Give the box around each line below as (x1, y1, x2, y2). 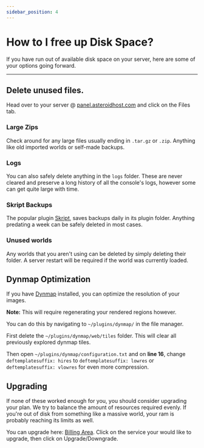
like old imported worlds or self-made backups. (6, 143, 125, 151)
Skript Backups (6, 201, 53, 209)
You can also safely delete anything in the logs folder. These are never (6, 172, 183, 180)
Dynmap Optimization (6, 274, 91, 284)
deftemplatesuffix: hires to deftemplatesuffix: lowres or (6, 357, 155, 364)
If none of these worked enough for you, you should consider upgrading (6, 397, 187, 405)
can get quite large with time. (6, 185, 80, 193)
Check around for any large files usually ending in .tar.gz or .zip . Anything (6, 137, 195, 144)
